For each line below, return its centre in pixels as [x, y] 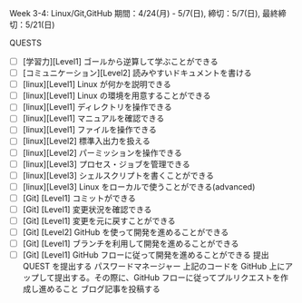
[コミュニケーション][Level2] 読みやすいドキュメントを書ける [137, 73]
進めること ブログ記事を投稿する [99, 289]
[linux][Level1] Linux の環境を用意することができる [117, 96]
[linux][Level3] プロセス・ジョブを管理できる [106, 164]
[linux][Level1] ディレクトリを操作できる [97, 107]
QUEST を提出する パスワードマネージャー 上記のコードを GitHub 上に [154, 267]
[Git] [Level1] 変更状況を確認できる [87, 209]
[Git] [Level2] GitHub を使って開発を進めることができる [126, 232]
